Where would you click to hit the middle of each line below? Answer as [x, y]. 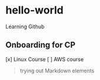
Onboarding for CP [41, 45]
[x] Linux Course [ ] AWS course [45, 59]
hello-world [35, 10]
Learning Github [25, 26]
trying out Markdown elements [57, 71]
